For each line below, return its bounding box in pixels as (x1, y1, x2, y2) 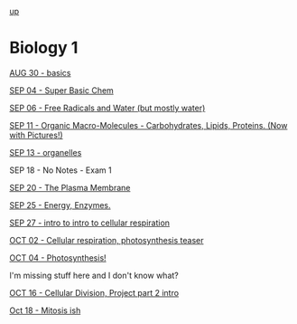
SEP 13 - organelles (9, 147, 82, 157)
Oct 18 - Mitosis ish (9, 305, 81, 316)
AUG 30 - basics (9, 67, 71, 78)
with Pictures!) (9, 129, 63, 140)
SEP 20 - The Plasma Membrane (9, 182, 131, 193)
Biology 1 (9, 38, 79, 58)
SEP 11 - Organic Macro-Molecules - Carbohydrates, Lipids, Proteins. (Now (9, 119, 288, 130)
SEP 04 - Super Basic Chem (9, 84, 115, 96)
